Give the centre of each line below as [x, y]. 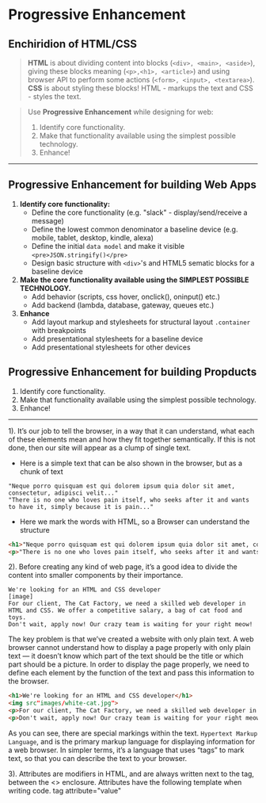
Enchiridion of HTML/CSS [72, 44]
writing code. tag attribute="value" [65, 790]
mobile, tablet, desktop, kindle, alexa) [93, 237]
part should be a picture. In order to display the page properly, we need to [129, 664]
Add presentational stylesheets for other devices [111, 347]
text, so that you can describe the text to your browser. [98, 758]
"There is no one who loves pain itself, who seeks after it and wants [129, 500]
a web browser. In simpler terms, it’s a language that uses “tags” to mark [126, 750]
